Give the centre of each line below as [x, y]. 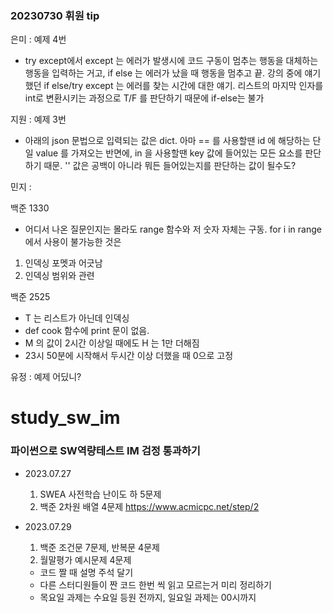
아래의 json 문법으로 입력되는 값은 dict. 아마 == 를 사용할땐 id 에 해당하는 [167, 141]
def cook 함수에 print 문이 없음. [87, 331]
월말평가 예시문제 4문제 [85, 559]
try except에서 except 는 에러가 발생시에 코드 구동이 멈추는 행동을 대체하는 [171, 61]
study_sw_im [65, 418]
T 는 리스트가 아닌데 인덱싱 [77, 318]
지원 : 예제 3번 [38, 119]
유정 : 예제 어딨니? [46, 377]
